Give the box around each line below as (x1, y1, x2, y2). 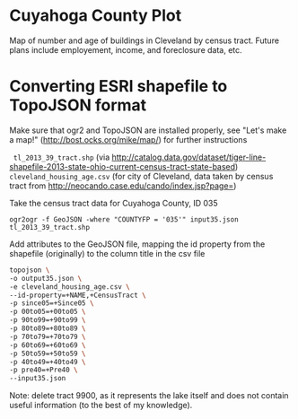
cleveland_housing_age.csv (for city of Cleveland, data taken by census (9, 170, 274, 181)
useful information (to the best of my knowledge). (9, 400, 193, 411)
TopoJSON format (9, 95, 147, 116)
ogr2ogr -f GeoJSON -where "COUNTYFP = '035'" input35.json (9, 214, 240, 224)
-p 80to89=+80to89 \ (9, 324, 87, 333)
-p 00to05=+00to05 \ (9, 307, 87, 317)
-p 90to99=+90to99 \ (9, 316, 87, 325)
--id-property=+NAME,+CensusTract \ (9, 291, 146, 300)
